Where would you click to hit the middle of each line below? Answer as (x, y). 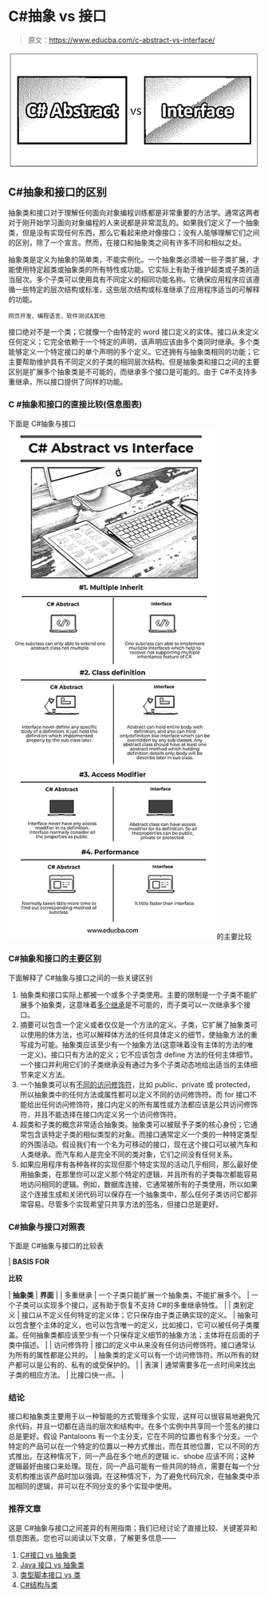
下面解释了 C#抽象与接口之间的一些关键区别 (81, 978)
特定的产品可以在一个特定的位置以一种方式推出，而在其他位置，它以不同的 (130, 1446)
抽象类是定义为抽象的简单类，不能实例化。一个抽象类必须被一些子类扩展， (130, 259)
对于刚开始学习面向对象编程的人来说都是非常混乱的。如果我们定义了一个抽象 (134, 223)
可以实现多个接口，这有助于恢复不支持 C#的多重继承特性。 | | (130, 1305)
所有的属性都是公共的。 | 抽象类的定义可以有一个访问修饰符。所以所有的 (134, 1355)
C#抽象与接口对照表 (47, 1227)
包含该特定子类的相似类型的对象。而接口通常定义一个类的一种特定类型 (142, 1134)
